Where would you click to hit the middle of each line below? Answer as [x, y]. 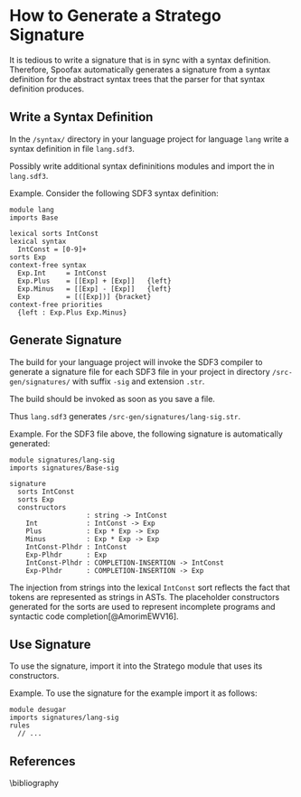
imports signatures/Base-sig [64, 468]
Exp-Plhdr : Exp [66, 555]
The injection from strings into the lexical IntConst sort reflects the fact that [150, 587]
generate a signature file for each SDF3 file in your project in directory [140, 371]
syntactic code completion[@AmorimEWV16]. [94, 616]
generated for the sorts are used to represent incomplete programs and [142, 606]
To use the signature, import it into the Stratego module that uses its [136, 666]
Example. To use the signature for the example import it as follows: [133, 693]
